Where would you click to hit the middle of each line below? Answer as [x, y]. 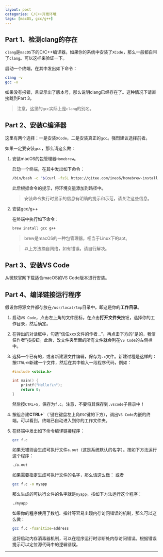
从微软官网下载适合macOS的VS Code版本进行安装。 [57, 278]
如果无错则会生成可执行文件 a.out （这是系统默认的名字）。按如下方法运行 [84, 450]
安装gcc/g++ [25, 209]
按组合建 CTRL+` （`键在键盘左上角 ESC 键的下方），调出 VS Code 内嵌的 [79, 414]
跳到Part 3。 [22, 98]
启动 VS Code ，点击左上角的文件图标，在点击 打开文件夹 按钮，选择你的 [81, 318]
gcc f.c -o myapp [30, 484]
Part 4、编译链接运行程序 [43, 295]
